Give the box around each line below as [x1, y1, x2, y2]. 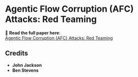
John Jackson [12, 62, 42, 68]
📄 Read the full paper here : [5, 30, 60, 36]
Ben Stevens [12, 67, 39, 73]
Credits [5, 49, 28, 58]
